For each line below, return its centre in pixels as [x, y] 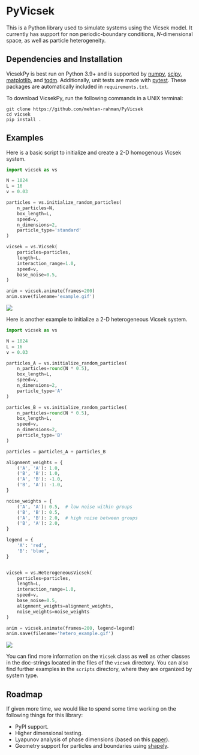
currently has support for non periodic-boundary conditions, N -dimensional [99, 34]
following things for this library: [44, 715]
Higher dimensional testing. [49, 733]
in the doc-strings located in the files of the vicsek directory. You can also [97, 663]
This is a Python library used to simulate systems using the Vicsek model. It [99, 28]
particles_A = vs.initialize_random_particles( [67, 363]
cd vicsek [19, 114]
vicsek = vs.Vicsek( [32, 247]
